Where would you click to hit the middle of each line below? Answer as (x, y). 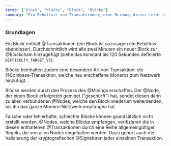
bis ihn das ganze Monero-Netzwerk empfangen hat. (61, 106)
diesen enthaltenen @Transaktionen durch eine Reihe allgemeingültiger (80, 127)
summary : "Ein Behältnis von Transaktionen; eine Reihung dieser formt (83, 15)
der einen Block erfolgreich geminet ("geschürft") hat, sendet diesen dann (83, 96)
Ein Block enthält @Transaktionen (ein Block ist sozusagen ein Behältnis (81, 43)
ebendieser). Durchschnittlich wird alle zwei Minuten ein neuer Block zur (81, 49)
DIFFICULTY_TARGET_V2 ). (30, 60)
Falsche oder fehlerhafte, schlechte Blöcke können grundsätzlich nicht (79, 116)
